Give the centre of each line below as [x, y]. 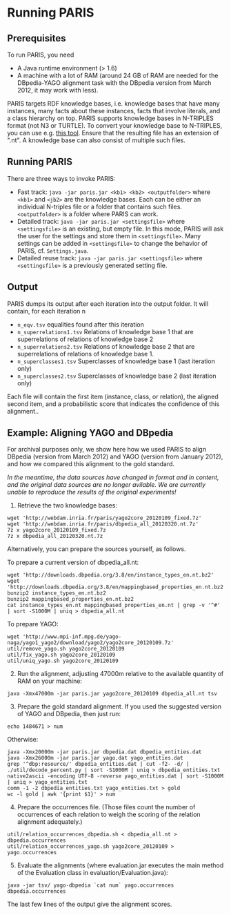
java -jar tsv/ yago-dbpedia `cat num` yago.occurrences [91, 885]
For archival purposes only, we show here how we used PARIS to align [107, 450]
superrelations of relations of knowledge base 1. [85, 354]
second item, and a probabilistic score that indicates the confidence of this [113, 404]
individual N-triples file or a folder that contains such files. [100, 206]
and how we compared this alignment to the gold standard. [91, 464]
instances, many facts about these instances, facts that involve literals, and [114, 111]
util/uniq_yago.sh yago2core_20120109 [63, 661]
